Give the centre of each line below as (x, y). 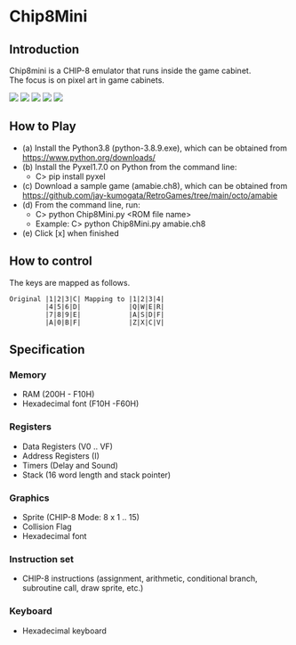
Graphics (29, 498)
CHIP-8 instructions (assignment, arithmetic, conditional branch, (140, 579)
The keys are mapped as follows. (70, 282)
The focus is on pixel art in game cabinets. (87, 80)
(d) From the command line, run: (81, 204)
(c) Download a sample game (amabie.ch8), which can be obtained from (155, 185)
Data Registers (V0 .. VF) (68, 446)
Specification (47, 350)
